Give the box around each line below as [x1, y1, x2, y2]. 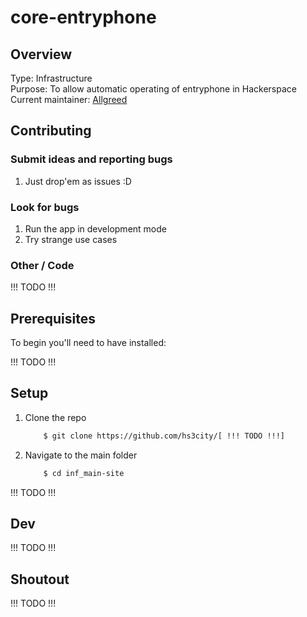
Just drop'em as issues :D [24, 175, 132, 187]
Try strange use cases [24, 233, 118, 245]
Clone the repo [24, 411, 87, 423]
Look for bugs [10, 200, 80, 214]
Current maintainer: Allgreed [10, 94, 128, 105]
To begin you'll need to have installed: [10, 337, 167, 349]
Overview [10, 46, 73, 63]
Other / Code [10, 258, 75, 272]
